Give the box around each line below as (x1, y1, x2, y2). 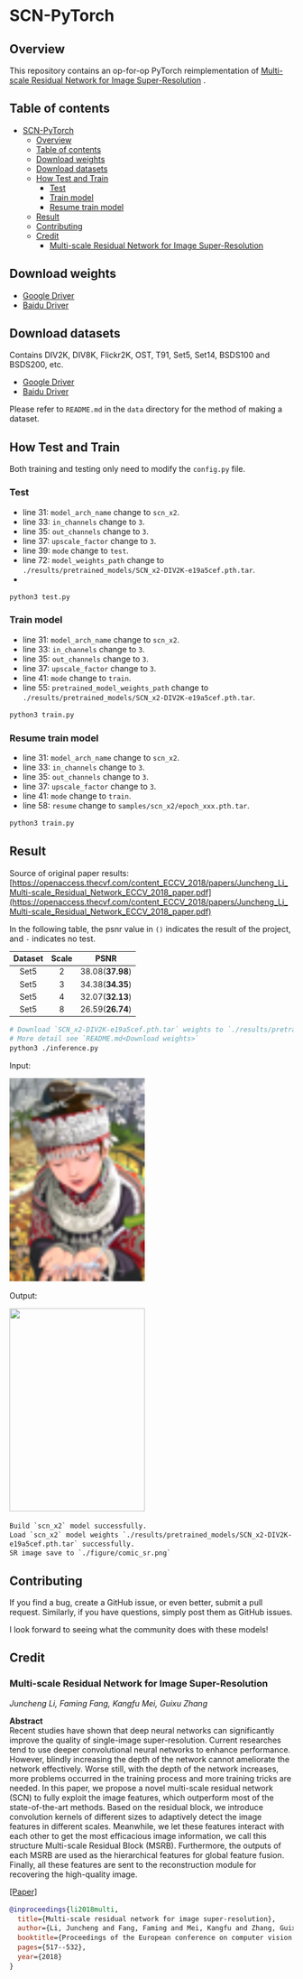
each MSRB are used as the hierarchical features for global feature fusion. (9, 1849, 285, 1860)
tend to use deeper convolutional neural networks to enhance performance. (9, 1743, 291, 1755)
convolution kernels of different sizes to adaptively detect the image (9, 1811, 262, 1822)
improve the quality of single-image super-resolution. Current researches (9, 1734, 281, 1745)
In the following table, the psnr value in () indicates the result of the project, (9, 923, 291, 934)
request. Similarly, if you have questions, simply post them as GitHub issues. (9, 1607, 293, 1618)
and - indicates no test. (9, 933, 96, 944)
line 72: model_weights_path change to (22, 554, 165, 565)
